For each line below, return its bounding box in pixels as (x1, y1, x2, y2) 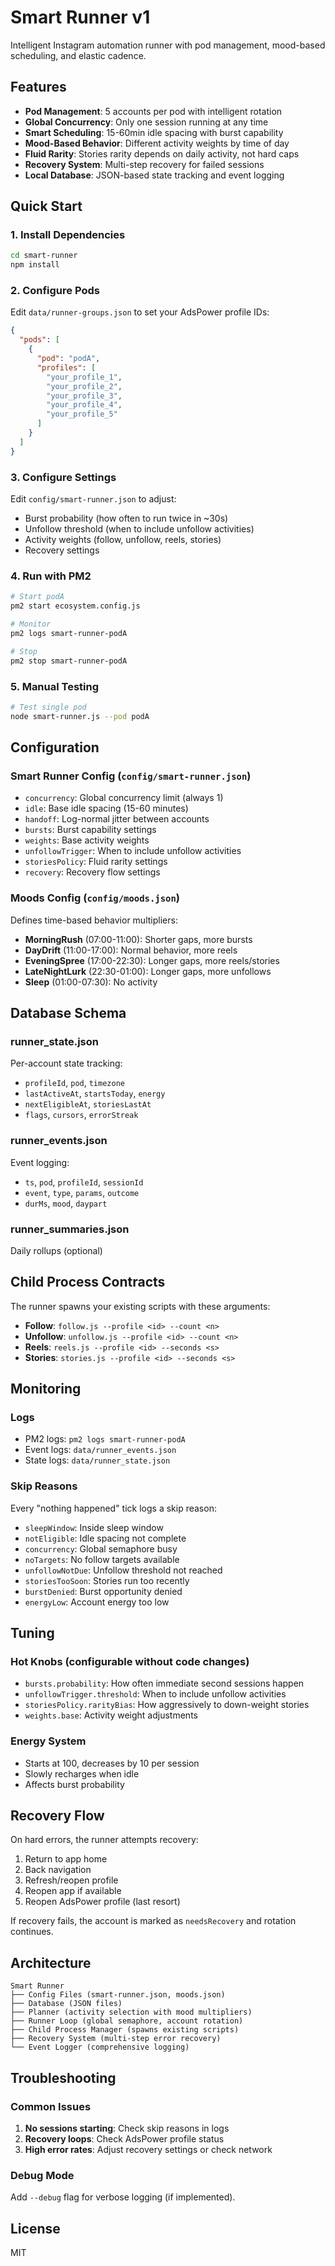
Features (10, 79, 67, 96)
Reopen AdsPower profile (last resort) (24, 1896, 181, 1908)
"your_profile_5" (46, 409, 118, 420)
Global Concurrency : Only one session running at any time (24, 116, 269, 128)
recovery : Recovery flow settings (24, 866, 161, 878)
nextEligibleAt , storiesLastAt (24, 1098, 152, 1110)
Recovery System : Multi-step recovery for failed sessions (24, 158, 265, 170)
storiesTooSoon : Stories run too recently (24, 1574, 190, 1586)
